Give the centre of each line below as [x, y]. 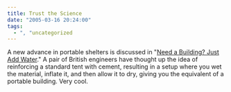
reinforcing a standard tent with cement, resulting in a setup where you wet [114, 67]
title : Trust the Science [44, 13]
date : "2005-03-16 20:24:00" [49, 20]
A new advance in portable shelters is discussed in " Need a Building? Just [113, 52]
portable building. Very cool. [48, 81]
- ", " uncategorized [43, 33]
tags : [15, 26]
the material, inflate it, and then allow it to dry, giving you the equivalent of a [115, 74]
